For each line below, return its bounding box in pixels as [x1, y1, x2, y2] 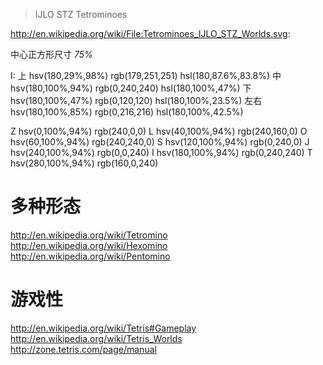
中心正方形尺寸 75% [10, 49, 93, 60]
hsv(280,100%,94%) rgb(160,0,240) [10, 157, 159, 169]
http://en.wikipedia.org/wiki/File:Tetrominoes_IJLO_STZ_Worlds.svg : [10, 28, 291, 39]
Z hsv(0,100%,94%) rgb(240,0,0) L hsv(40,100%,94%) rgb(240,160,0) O [10, 125, 308, 137]
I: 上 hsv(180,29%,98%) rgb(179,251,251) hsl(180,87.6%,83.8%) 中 [10, 70, 282, 81]
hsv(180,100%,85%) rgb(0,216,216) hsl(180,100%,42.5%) [10, 106, 244, 118]
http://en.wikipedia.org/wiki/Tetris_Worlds [10, 332, 183, 344]
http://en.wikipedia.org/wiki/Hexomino [10, 239, 168, 251]
